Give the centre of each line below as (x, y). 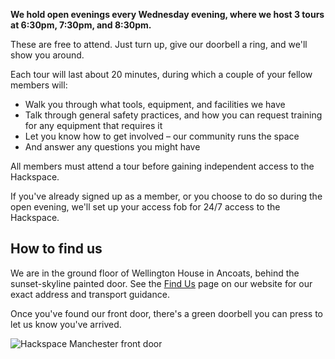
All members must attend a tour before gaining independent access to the (162, 166)
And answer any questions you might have (112, 147)
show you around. (47, 55)
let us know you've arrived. (66, 324)
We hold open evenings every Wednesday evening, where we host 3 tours (167, 14)
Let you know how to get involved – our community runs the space (162, 136)
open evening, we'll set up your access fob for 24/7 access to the (145, 207)
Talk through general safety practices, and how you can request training (173, 115)
